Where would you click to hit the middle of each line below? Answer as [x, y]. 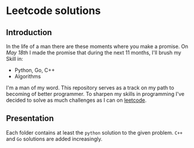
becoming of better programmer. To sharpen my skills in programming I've [95, 94]
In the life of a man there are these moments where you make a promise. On [97, 46]
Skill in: [15, 59]
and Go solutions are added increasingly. [54, 139]
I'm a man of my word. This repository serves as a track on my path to [90, 88]
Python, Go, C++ [35, 70]
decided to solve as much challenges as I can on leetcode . [76, 100]
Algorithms [28, 76]
